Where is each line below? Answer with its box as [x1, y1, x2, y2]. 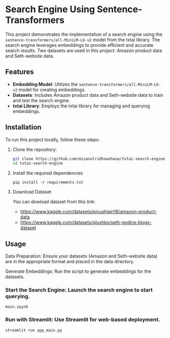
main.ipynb [5, 304, 28, 309]
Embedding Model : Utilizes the [12, 81, 78, 87]
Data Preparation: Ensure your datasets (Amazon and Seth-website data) [5, 253, 158, 259]
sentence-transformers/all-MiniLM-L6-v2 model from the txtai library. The [5, 37, 160, 43]
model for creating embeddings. [18, 87, 86, 93]
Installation [5, 123, 42, 132]
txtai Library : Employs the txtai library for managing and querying [12, 103, 150, 109]
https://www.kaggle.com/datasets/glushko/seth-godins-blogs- [20, 219, 152, 226]
